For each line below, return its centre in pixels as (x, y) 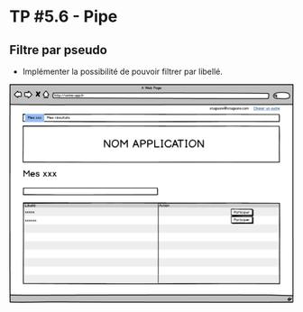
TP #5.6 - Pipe (64, 17)
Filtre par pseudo (59, 50)
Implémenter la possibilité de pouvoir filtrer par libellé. (123, 71)
